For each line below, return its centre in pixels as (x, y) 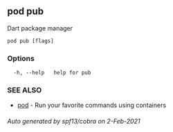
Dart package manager (40, 28)
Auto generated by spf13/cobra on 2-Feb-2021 (74, 121)
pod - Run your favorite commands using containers (92, 105)
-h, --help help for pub (52, 73)
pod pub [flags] (30, 41)
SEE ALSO (25, 90)
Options (21, 58)
